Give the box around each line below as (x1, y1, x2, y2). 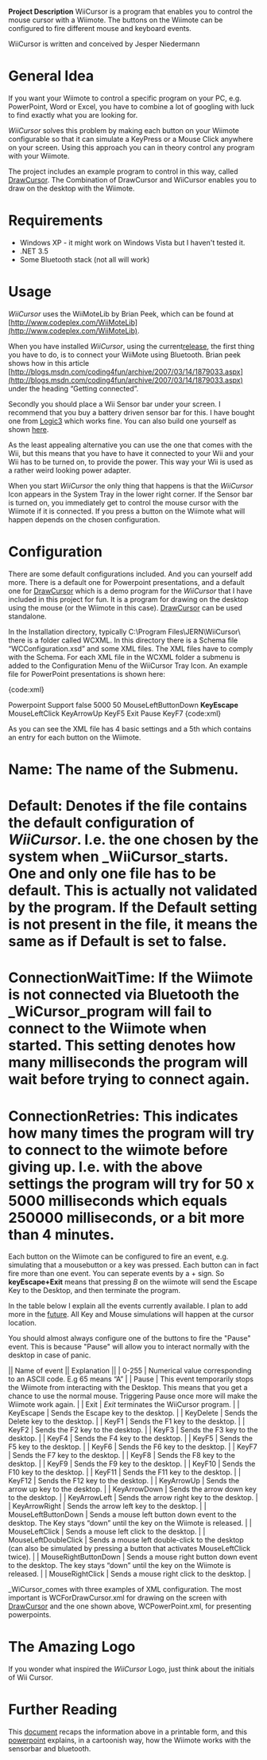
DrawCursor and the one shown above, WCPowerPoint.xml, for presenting (8, 1601, 252, 1611)
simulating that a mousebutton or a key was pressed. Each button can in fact (8, 1260, 259, 1270)
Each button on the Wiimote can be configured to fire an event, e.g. (8, 1251, 229, 1262)
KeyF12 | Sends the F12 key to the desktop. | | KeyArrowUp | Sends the (8, 1476, 240, 1486)
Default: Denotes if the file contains (8, 797, 248, 815)
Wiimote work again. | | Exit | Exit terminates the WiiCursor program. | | (8, 1400, 240, 1409)
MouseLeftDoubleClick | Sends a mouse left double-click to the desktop (8, 1535, 244, 1545)
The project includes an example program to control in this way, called (8, 167, 238, 176)
